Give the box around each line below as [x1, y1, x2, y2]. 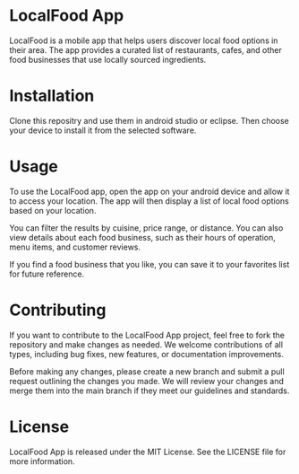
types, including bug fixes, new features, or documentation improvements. [9, 348, 284, 359]
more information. [9, 455, 75, 467]
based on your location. [9, 205, 97, 215]
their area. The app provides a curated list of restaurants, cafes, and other [9, 44, 282, 55]
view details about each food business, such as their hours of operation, [9, 232, 276, 242]
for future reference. [9, 268, 85, 279]
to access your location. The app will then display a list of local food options [9, 195, 289, 206]
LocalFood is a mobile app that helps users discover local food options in [9, 35, 278, 46]
